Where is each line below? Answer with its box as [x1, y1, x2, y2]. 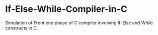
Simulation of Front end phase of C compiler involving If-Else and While [5, 20, 153, 26]
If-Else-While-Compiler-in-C [5, 3, 127, 15]
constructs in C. [5, 25, 38, 31]
